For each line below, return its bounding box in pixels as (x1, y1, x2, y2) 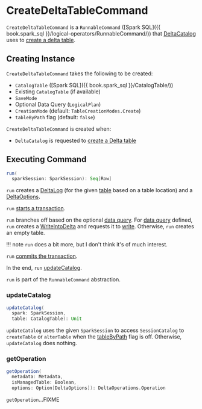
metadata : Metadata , (11, 374, 63, 380)
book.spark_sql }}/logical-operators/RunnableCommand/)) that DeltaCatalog (6, 30, 196, 37)
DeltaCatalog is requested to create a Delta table (14, 137, 137, 144)
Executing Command (6, 154, 87, 164)
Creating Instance (6, 54, 75, 64)
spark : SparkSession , (11, 310, 66, 316)
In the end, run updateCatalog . (6, 264, 83, 272)
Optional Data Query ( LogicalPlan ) (14, 101, 101, 108)
